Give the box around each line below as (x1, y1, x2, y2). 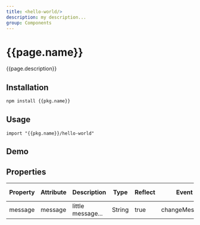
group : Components (6, 20, 52, 26)
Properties (6, 167, 46, 177)
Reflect (135, 188, 156, 196)
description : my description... (6, 14, 86, 20)
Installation (6, 82, 49, 92)
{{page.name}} (6, 45, 83, 59)
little (72, 202, 85, 210)
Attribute (40, 188, 67, 196)
